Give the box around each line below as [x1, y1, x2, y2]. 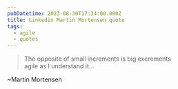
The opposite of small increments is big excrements [23, 55, 171, 63]
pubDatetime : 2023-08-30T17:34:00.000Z [7, 10, 122, 17]
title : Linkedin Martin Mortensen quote [7, 17, 126, 23]
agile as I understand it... [23, 62, 95, 70]
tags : [7, 23, 23, 30]
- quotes [13, 36, 39, 43]
